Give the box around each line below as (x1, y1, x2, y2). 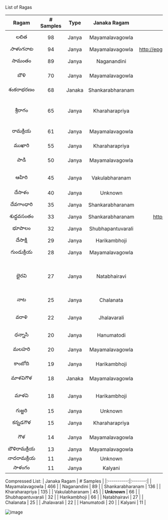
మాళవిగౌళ (10, 375, 32, 381)
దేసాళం (14, 189, 29, 196)
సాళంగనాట (9, 45, 33, 52)
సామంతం (11, 57, 31, 64)
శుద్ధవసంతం (9, 213, 34, 220)
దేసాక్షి (15, 237, 27, 243)
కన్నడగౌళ (12, 419, 31, 426)
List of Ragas (5, 5, 32, 10)
